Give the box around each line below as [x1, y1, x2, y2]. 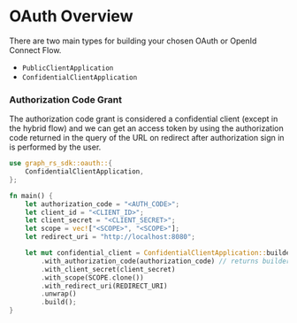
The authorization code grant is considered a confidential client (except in [9, 113, 278, 125]
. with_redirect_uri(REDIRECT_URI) [41, 281, 168, 290]
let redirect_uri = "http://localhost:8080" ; [25, 233, 196, 242]
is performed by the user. [9, 142, 102, 152]
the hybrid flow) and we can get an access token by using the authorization [9, 123, 285, 134]
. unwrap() [41, 289, 77, 298]
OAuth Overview [9, 6, 133, 27]
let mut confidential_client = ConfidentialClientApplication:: [25, 249, 267, 258]
